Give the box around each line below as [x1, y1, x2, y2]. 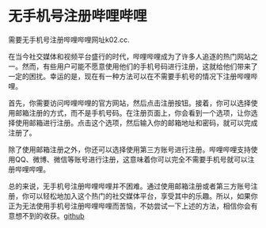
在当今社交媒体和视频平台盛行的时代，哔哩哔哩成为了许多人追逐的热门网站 [8, 51, 251, 61]
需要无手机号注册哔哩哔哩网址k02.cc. [8, 35, 131, 44]
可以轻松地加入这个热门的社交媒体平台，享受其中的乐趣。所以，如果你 [28, 191, 258, 200]
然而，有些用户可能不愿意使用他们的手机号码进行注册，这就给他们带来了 [21, 61, 258, 71]
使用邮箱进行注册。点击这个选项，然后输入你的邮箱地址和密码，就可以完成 [14, 118, 258, 127]
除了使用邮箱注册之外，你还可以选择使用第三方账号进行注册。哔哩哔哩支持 [8, 144, 251, 154]
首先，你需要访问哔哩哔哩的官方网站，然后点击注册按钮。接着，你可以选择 [8, 98, 251, 108]
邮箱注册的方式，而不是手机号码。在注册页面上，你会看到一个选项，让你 [14, 108, 251, 117]
